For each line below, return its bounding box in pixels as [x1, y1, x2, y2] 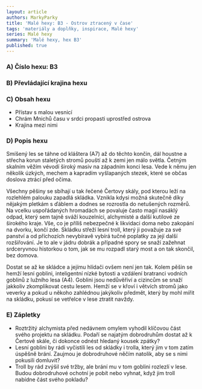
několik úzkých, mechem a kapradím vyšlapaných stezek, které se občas [6, 170, 188, 177]
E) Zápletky [6, 310, 41, 319]
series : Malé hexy [6, 31, 52, 37]
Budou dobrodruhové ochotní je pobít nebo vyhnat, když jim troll [14, 369, 175, 376]
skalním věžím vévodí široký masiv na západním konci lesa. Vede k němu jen [6, 163, 197, 170]
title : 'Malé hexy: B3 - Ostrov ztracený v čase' [6, 20, 134, 26]
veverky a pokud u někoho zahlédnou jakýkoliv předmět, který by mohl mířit [6, 289, 195, 297]
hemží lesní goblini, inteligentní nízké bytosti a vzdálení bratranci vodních [6, 270, 188, 277]
